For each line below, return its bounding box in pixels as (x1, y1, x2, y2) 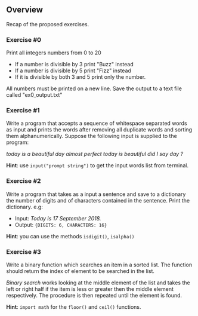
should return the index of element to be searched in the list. (6, 268, 155, 274)
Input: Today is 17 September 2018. (14, 214, 101, 222)
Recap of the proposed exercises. (6, 20, 89, 27)
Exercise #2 (6, 177, 41, 185)
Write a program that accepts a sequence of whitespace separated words (6, 119, 187, 127)
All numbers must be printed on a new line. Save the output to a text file (6, 85, 182, 92)
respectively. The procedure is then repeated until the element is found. (6, 292, 182, 299)
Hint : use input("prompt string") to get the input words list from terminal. (6, 162, 189, 169)
